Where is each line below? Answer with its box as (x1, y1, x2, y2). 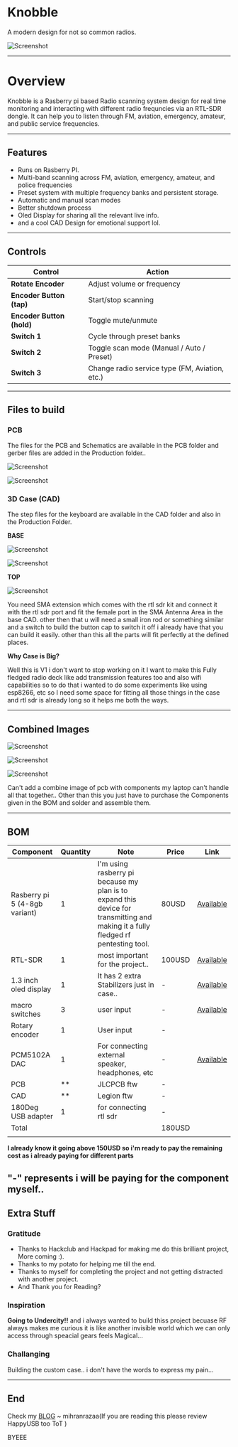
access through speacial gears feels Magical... (7, 1331, 143, 1340)
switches (11, 1009, 41, 1019)
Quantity (60, 847, 91, 857)
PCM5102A (11, 1050, 51, 1060)
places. (7, 638, 29, 647)
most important (97, 951, 149, 961)
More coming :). (17, 1252, 64, 1261)
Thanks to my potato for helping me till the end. (17, 1260, 157, 1269)
